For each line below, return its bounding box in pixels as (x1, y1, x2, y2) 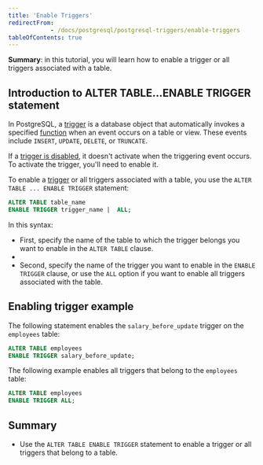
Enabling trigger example (8, 300, 134, 313)
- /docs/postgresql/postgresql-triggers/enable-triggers (49, 26, 241, 34)
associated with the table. (19, 277, 104, 286)
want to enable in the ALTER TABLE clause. (19, 243, 154, 253)
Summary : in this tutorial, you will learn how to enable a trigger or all (8, 55, 230, 65)
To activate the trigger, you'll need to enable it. (8, 160, 159, 169)
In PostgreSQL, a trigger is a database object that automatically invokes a (8, 120, 245, 129)
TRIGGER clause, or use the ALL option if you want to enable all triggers (19, 268, 246, 278)
